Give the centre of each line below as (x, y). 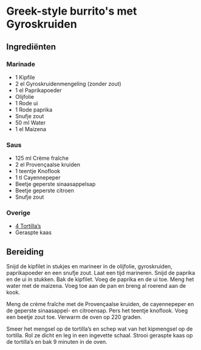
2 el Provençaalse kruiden (48, 165)
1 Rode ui (26, 103)
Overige (19, 213)
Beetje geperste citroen (45, 191)
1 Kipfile (25, 77)
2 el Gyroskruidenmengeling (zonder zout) (68, 84)
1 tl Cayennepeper (38, 177)
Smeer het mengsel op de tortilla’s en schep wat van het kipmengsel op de (100, 329)
